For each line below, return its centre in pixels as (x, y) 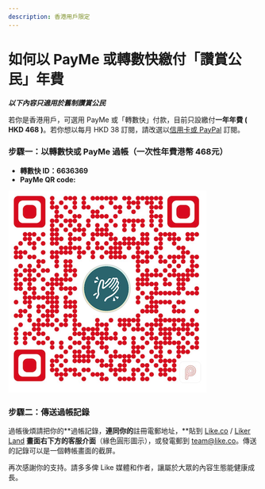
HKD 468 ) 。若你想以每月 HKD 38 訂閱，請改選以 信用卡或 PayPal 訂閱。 (126, 129)
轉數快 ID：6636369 (54, 170)
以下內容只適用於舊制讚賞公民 (57, 102)
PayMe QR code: (48, 179)
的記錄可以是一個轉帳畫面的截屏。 (64, 451)
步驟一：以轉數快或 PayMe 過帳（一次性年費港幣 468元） (118, 152)
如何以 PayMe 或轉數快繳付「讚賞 (118, 59)
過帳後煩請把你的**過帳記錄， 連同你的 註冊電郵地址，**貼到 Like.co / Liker (130, 431)
